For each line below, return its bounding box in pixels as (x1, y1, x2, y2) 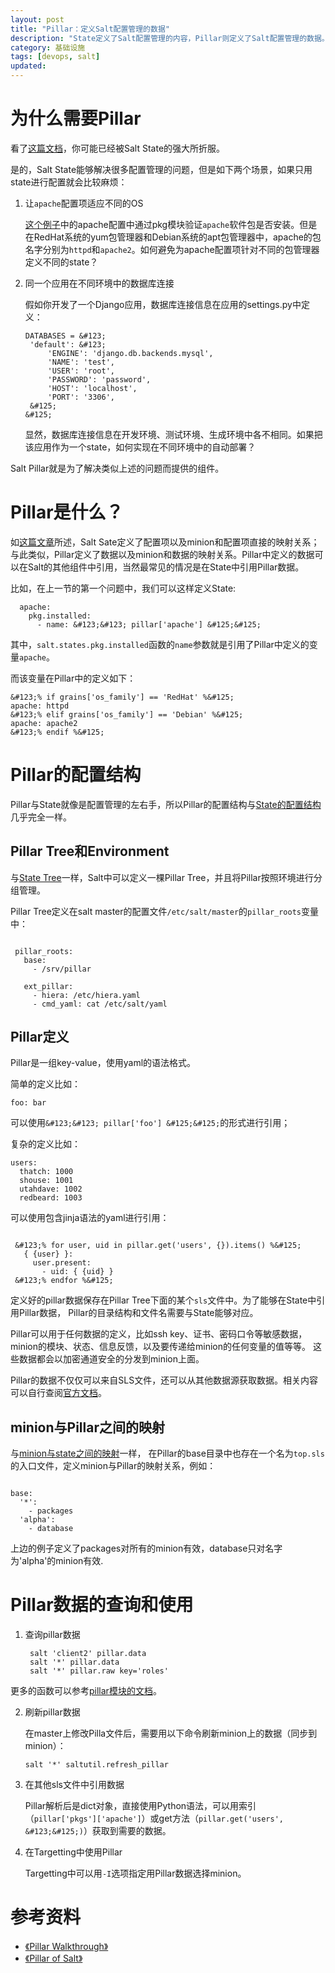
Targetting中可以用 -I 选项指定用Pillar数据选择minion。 (24, 1867, 247, 1880)
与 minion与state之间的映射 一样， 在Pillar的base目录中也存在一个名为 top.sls (10, 1447, 325, 1460)
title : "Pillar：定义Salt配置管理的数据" (10, 24, 170, 34)
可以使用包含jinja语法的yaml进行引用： (10, 1212, 170, 1224)
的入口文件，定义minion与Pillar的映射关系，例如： (10, 1460, 217, 1472)
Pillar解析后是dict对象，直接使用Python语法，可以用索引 (24, 1800, 257, 1812)
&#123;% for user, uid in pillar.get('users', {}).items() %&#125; (14, 1241, 302, 1251)
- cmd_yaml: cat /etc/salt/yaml (32, 999, 168, 1009)
